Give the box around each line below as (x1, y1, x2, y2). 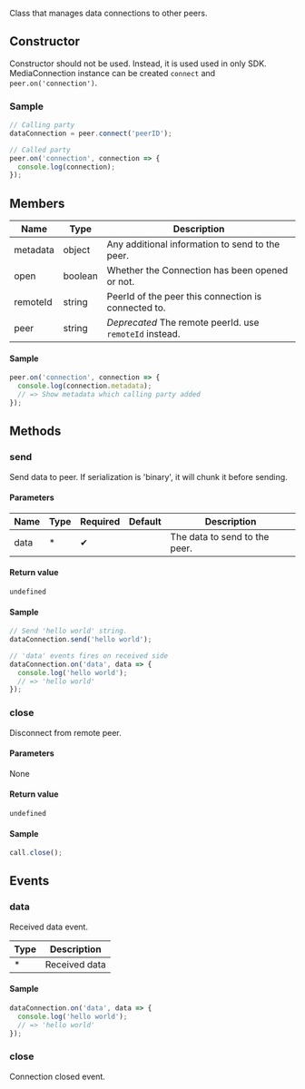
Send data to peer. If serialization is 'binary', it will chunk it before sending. (9, 471, 288, 482)
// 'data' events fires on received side (9, 651, 169, 661)
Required (80, 515, 121, 527)
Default (128, 515, 162, 527)
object (63, 244, 91, 257)
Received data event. (9, 921, 89, 932)
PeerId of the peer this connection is (106, 290, 262, 303)
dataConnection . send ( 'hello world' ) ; (9, 635, 152, 644)
